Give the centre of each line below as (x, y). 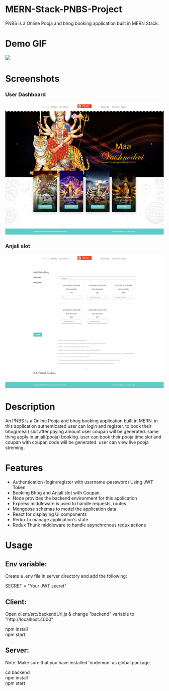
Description (30, 407)
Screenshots (32, 79)
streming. (15, 448)
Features (24, 468)
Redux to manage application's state (50, 520)
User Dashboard (26, 94)
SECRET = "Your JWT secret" (36, 586)
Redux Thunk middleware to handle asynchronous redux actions (79, 525)
